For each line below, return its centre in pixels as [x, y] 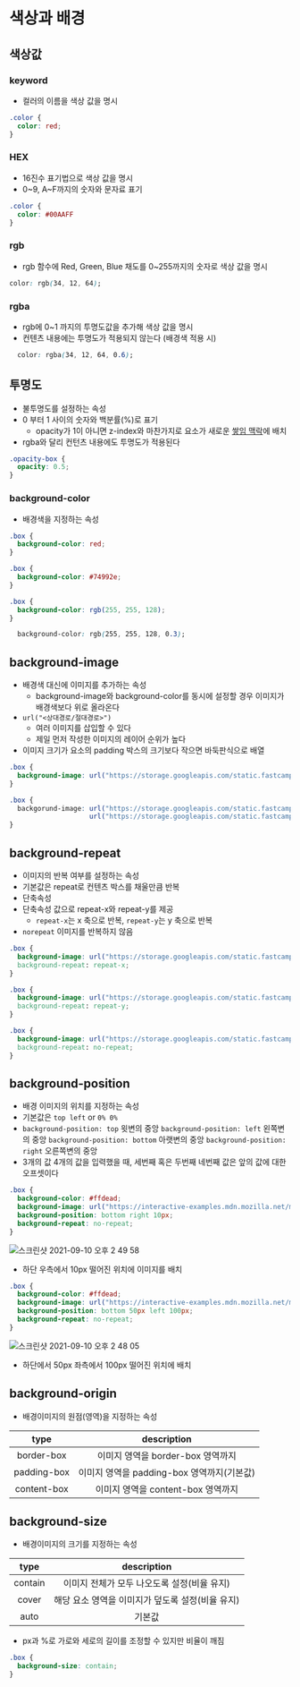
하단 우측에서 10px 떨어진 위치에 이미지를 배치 [102, 1269]
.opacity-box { [37, 459]
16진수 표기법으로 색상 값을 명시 [78, 178]
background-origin [63, 1394]
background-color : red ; [61, 544]
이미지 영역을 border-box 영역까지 [167, 1455]
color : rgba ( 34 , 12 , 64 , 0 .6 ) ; [75, 354]
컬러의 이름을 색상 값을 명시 [70, 100]
